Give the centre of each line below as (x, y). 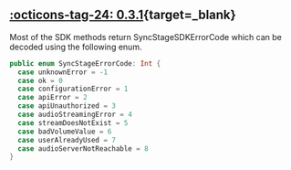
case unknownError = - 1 (62, 72)
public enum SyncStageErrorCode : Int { (85, 63)
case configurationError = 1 (73, 89)
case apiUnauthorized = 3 (67, 106)
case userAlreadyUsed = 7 (67, 140)
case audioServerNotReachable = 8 (83, 149)
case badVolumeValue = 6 (65, 132)
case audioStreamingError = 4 (75, 115)
